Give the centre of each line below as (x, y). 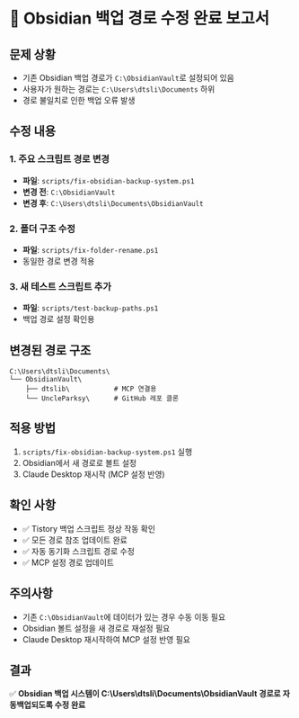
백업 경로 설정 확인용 (58, 319)
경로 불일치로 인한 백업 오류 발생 (79, 100)
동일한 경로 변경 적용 (58, 261)
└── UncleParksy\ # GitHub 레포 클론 (102, 399)
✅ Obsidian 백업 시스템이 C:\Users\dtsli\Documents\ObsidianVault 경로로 (145, 694)
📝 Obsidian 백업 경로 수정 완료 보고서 (139, 18)
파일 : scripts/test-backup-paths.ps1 (90, 308)
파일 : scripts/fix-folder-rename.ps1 (90, 249)
